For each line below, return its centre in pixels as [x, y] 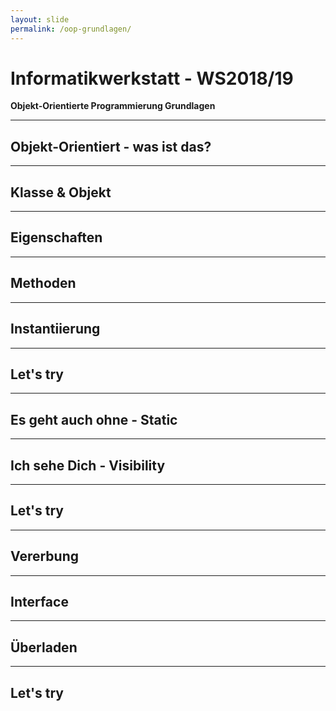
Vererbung [44, 556]
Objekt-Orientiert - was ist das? [111, 146]
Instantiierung [55, 329]
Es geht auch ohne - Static [94, 419]
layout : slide [40, 19]
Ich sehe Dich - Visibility [88, 465]
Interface [39, 601]
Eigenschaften [56, 237]
